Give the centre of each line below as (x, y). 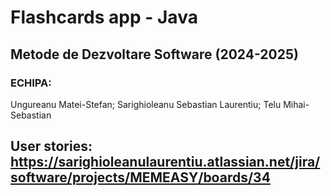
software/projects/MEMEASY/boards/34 (140, 177)
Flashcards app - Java (104, 17)
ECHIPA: (31, 83)
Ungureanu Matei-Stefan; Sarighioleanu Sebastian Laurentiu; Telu (146, 104)
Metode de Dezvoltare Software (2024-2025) (154, 54)
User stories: (51, 146)
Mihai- (296, 104)
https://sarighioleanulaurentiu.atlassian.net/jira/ (165, 162)
